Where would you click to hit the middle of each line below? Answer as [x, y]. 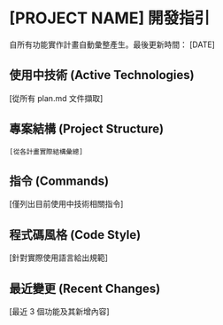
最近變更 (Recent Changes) [85, 288]
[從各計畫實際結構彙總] [46, 152]
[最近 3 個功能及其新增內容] [59, 311]
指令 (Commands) [59, 181]
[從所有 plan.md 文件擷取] [56, 98]
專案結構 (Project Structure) [87, 129]
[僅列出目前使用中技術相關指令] [66, 204]
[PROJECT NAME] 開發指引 [110, 18]
